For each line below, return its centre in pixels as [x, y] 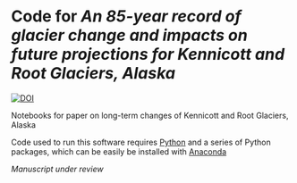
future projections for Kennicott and [148, 54]
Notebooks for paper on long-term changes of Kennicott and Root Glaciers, [150, 115]
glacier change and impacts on [129, 35]
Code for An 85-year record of [126, 17]
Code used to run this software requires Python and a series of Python [141, 142]
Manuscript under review [57, 169]
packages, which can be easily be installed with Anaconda [119, 151]
